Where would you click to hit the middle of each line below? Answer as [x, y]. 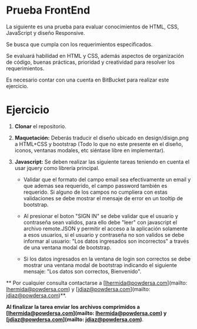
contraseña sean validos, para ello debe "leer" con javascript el [100, 222]
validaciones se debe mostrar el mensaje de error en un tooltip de [103, 198]
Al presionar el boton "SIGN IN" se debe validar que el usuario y [101, 216]
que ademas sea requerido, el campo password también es [95, 185]
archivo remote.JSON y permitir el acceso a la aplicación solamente [106, 229]
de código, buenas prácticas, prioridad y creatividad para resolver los [91, 62]
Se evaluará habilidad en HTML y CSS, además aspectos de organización [95, 56]
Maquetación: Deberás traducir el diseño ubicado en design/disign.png [102, 138]
